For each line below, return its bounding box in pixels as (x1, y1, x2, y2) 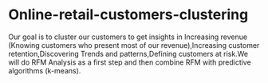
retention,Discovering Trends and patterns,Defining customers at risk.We (8, 49, 249, 58)
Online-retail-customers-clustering (8, 6, 249, 24)
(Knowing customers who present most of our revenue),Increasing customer (8, 40, 260, 49)
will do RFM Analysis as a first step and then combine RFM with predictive (8, 57, 251, 67)
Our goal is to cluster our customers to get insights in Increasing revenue (8, 32, 248, 41)
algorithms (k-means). (8, 65, 81, 75)
